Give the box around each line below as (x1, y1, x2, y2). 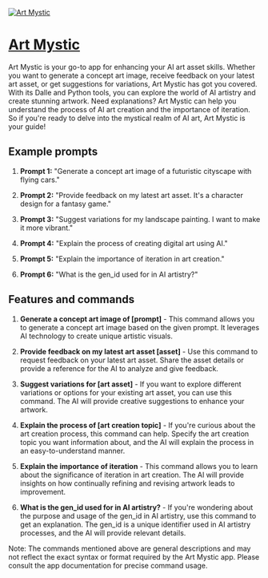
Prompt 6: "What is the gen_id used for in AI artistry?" (19, 269, 198, 279)
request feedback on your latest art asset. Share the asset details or (19, 355, 244, 365)
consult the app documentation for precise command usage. (8, 560, 208, 570)
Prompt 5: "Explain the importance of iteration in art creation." (19, 253, 226, 264)
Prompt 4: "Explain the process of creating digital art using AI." (19, 238, 228, 248)
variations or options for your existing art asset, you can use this (19, 387, 232, 397)
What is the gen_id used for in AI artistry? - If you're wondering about (19, 502, 254, 512)
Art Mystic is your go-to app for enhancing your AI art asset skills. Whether (8, 62, 256, 71)
